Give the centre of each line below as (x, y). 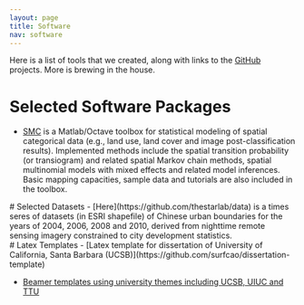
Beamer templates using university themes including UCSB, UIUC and (153, 282)
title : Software (40, 26)
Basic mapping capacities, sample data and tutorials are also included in (157, 180)
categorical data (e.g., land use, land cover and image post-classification (159, 141)
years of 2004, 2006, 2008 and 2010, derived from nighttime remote (137, 226)
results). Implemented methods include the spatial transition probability (156, 151)
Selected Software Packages (120, 106)
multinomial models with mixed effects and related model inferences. (151, 170)
